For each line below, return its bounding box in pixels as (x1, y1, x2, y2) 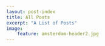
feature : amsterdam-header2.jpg (17, 31, 99, 37)
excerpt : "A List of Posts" (6, 20, 78, 26)
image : (6, 25, 23, 32)
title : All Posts (6, 14, 50, 20)
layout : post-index (6, 8, 56, 15)
